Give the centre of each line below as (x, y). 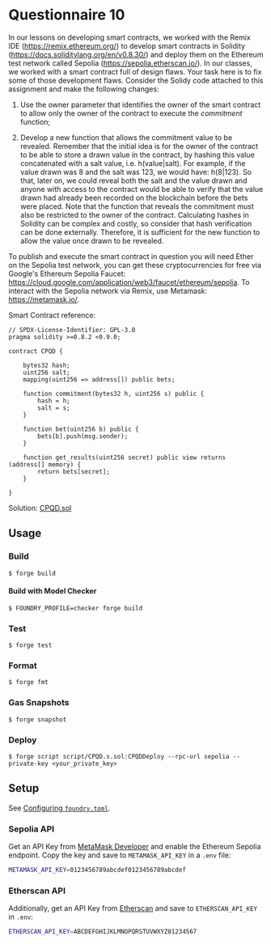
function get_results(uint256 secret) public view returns (125, 457)
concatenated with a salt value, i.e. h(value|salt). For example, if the (133, 163)
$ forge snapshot (38, 719)
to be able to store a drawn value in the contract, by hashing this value (137, 155)
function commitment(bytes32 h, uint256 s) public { (114, 393)
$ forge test (30, 645)
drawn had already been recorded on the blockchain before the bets (134, 198)
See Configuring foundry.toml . (59, 808)
